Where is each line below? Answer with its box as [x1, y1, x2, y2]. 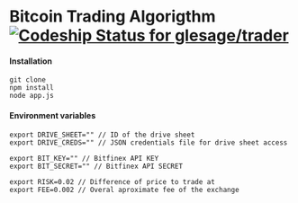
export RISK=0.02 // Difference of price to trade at [9, 177, 216, 186]
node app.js [9, 92, 54, 101]
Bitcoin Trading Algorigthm [9, 6, 216, 27]
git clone [9, 75, 47, 84]
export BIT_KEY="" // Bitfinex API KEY [9, 154, 159, 163]
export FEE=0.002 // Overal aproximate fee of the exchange [9, 185, 240, 194]
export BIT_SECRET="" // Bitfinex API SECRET [9, 162, 183, 171]
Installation [9, 56, 52, 66]
